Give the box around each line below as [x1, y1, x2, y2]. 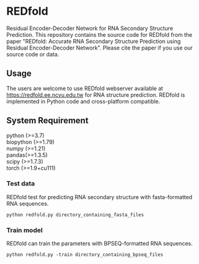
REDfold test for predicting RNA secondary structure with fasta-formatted [6, 193, 192, 200]
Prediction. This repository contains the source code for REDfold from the [6, 31, 193, 38]
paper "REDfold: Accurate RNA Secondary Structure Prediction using [6, 37, 181, 45]
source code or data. [6, 50, 60, 58]
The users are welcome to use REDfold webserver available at [6, 85, 163, 92]
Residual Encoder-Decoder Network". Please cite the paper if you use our [6, 44, 193, 51]
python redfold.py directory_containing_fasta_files [6, 211, 144, 218]
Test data [6, 179, 35, 188]
